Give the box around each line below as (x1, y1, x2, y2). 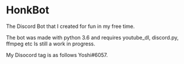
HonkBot (6, 3, 50, 17)
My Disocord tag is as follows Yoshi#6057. (6, 51, 108, 58)
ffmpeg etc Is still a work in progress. (6, 40, 95, 47)
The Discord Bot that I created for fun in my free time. (6, 23, 135, 30)
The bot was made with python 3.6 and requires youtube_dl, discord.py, (6, 34, 179, 41)
